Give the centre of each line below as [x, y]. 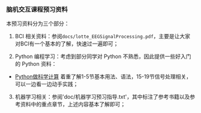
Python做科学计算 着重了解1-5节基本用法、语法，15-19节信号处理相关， [103, 77]
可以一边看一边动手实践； [46, 84]
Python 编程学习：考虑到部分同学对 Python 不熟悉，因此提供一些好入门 [103, 56]
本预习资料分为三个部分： [38, 24]
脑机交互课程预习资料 [37, 9]
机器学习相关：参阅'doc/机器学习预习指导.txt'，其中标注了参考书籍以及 [102, 97]
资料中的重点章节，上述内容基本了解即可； [73, 104]
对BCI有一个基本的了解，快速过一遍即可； [67, 44]
